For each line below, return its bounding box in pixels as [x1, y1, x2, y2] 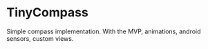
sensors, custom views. [6, 34, 74, 42]
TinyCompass [6, 5, 89, 20]
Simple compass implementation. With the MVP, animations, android [6, 27, 201, 35]
